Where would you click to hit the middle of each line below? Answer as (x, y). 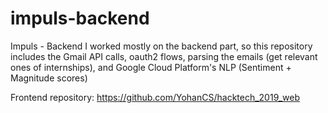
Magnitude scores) (49, 78)
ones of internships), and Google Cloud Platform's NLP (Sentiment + (151, 67)
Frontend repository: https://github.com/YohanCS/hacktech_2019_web (155, 97)
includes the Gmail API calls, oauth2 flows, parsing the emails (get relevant (164, 56)
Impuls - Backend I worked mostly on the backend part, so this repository (161, 46)
